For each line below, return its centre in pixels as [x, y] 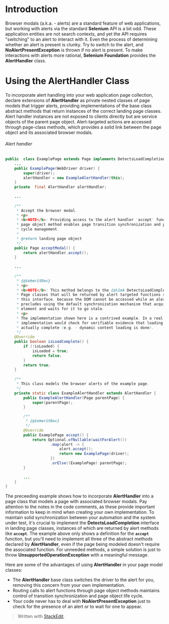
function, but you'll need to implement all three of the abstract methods [79, 539]
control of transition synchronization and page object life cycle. [78, 596]
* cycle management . [38, 229]
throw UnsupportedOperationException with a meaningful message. [77, 555]
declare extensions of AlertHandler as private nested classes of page [77, 100]
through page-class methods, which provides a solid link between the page [83, 127]
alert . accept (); [76, 449]
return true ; [37, 365]
